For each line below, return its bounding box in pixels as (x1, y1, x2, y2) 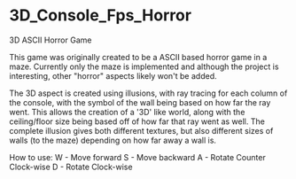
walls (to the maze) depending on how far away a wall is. (9, 135, 217, 145)
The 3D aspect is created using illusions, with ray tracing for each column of (9, 88, 288, 98)
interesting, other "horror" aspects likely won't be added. (9, 70, 217, 81)
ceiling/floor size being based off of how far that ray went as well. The (9, 116, 266, 127)
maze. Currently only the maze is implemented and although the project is (9, 61, 279, 72)
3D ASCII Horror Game (9, 35, 92, 45)
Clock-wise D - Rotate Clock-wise (9, 161, 133, 172)
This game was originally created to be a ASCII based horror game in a (9, 51, 268, 62)
